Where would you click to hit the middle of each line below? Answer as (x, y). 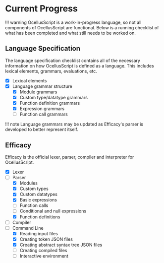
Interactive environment (44, 256)
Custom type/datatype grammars (54, 97)
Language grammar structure (42, 86)
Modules (29, 183)
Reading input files (39, 233)
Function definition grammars (50, 103)
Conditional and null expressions (53, 211)
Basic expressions (38, 200)
